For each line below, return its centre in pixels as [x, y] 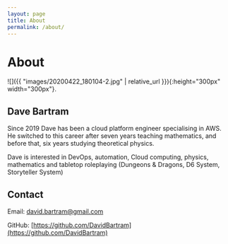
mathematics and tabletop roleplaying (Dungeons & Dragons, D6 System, [114, 165]
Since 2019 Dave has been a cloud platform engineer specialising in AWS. [114, 129]
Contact [25, 194]
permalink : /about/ [36, 27]
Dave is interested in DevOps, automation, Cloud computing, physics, [108, 157]
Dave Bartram [38, 111]
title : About [26, 21]
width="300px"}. [32, 89]
